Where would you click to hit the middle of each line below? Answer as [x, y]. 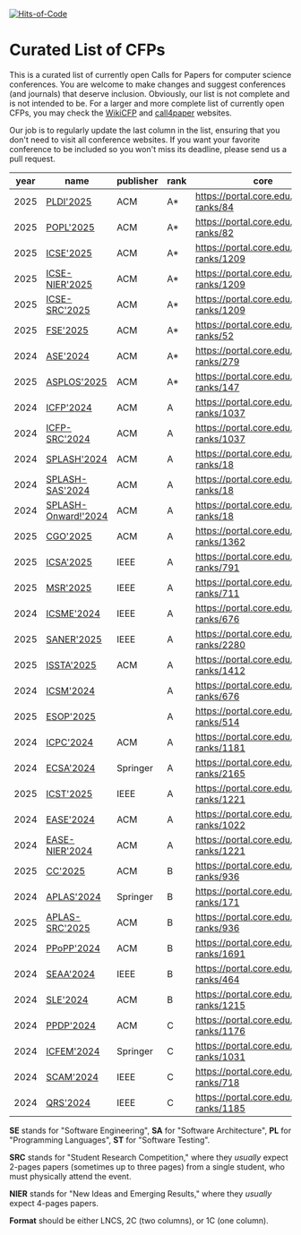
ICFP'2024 [69, 407]
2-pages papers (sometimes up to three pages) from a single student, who [147, 1166]
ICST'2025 [69, 793]
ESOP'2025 [71, 716]
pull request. [32, 159]
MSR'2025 [69, 587]
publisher [137, 181]
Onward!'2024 [77, 516]
